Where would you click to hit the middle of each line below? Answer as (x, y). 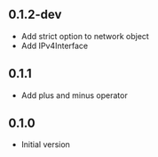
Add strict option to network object (85, 36)
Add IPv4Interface (55, 45)
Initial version (45, 145)
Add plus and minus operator (74, 95)
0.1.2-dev (35, 15)
